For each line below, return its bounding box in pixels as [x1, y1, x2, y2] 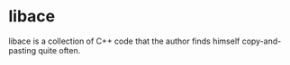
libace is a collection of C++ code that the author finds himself [8, 36, 240, 46]
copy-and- [241, 36, 282, 46]
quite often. [38, 45, 81, 55]
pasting [8, 45, 37, 55]
